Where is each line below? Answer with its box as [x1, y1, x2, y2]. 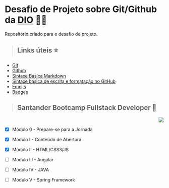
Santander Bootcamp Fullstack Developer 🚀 [17, 103, 157, 112]
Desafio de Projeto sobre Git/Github [5, 4, 157, 15]
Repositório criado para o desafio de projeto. [5, 31, 98, 37]
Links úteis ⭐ [17, 46, 59, 55]
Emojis [12, 83, 26, 89]
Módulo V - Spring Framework [12, 176, 75, 182]
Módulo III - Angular [12, 156, 54, 162]
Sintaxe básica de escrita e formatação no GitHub [12, 78, 116, 84]
